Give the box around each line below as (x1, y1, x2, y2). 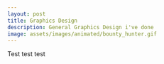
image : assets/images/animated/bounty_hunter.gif (7, 30, 158, 38)
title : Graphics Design (7, 17, 78, 24)
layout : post (7, 10, 46, 18)
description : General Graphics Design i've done (7, 23, 154, 31)
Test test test (7, 50, 46, 58)
